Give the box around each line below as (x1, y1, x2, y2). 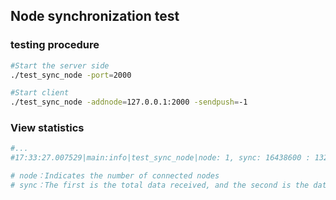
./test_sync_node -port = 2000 (10, 70, 132, 80)
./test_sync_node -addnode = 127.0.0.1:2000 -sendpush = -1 (10, 97, 248, 108)
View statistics (10, 121, 85, 135)
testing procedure (10, 38, 100, 52)
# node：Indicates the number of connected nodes (10, 171, 220, 181)
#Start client (10, 88, 70, 98)
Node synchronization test (10, 8, 180, 25)
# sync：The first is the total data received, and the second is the (10, 180, 310, 191)
